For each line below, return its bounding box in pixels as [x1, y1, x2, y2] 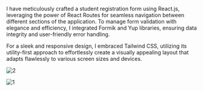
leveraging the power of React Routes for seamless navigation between [6, 11, 185, 19]
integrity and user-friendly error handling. [6, 31, 110, 38]
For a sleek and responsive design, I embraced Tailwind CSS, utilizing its [6, 42, 187, 49]
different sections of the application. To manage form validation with [6, 18, 177, 25]
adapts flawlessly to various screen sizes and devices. [6, 55, 142, 62]
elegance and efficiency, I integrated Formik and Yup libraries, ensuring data [6, 24, 197, 31]
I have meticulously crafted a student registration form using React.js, [6, 5, 180, 12]
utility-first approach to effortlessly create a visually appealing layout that [6, 49, 189, 56]
